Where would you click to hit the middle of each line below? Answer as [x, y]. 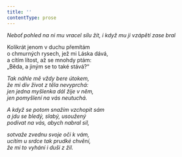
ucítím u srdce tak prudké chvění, [49, 141]
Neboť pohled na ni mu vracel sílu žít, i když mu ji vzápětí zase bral [91, 35]
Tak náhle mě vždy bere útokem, [48, 78]
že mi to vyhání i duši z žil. [40, 147]
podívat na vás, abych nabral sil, [48, 122]
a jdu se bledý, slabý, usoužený [46, 116]
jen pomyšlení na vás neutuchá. [47, 98]
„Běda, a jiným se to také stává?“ [48, 66]
